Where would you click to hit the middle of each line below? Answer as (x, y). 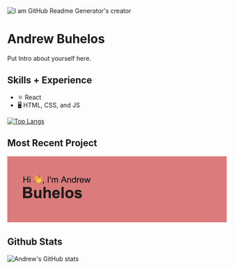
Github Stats (35, 242)
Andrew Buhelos (56, 39)
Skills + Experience (50, 80)
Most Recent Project (52, 143)
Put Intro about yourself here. (49, 58)
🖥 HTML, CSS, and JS (48, 105)
